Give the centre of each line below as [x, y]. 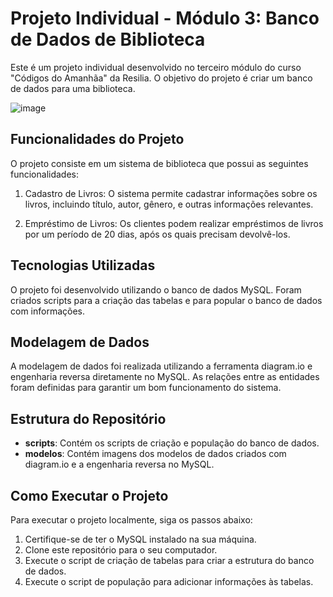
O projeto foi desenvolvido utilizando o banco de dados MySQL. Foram [156, 289]
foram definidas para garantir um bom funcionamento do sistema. [146, 388]
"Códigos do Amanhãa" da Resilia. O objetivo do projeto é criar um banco [161, 78]
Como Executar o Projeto [89, 495]
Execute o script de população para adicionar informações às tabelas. [169, 581]
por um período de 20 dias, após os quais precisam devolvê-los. [157, 234]
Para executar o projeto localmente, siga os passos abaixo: [131, 520]
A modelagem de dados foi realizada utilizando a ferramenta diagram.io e [161, 366]
